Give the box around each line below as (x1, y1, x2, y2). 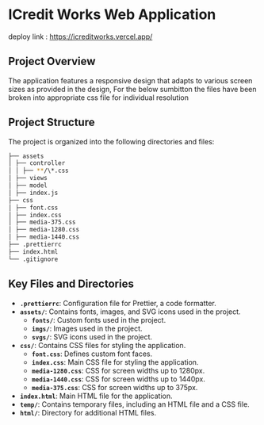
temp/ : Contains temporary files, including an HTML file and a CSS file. (19, 399, 250, 409)
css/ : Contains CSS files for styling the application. (19, 340, 186, 350)
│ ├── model (8, 182, 48, 190)
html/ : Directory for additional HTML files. (19, 408, 157, 417)
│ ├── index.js (8, 189, 59, 197)
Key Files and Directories (8, 278, 135, 291)
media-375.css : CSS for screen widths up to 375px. (31, 382, 198, 392)
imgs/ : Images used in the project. (31, 324, 143, 333)
